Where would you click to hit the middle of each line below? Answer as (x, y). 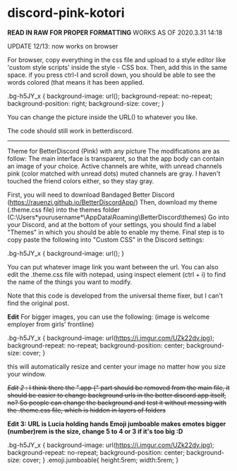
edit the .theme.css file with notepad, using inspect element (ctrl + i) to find (117, 274)
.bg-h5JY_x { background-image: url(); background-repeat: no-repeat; (110, 96)
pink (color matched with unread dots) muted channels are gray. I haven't (114, 173)
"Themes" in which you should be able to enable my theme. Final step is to (116, 232)
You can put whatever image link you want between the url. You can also (113, 267)
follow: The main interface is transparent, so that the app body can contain (116, 158)
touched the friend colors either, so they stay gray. (81, 181)
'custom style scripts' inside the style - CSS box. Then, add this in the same (117, 67)
